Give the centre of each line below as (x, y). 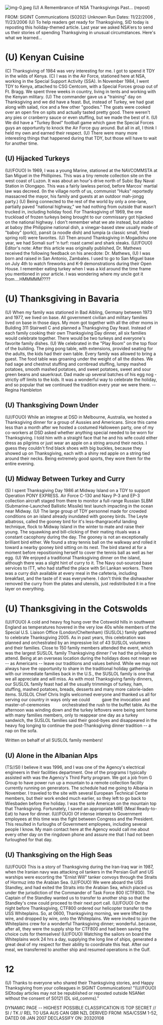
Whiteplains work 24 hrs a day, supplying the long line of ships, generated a (81, 939)
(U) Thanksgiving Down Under (52, 405)
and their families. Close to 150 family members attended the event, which (79, 648)
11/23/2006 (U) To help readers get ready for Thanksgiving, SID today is (77, 22)
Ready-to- (147, 809)
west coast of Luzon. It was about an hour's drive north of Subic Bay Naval (80, 181)
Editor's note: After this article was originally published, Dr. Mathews (73, 248)
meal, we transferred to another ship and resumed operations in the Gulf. (78, 949)
